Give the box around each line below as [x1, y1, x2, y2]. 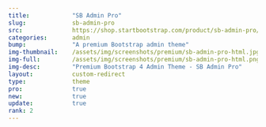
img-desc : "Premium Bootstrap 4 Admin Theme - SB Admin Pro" [8, 63, 243, 71]
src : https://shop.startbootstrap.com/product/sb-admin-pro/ [8, 26, 260, 34]
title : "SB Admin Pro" [8, 11, 123, 20]
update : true [8, 99, 87, 107]
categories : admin [8, 33, 90, 42]
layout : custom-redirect [8, 70, 126, 78]
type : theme [8, 77, 90, 85]
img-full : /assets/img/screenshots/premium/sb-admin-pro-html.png [8, 56, 260, 64]
